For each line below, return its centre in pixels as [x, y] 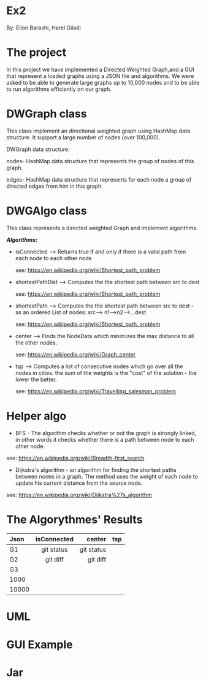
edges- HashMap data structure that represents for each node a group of [99, 179]
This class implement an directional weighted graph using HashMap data [98, 131]
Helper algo [36, 416]
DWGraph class [47, 114]
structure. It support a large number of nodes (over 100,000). [83, 137]
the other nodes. [36, 342]
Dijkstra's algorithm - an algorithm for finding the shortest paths [96, 469]
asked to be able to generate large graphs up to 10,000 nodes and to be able [103, 82]
